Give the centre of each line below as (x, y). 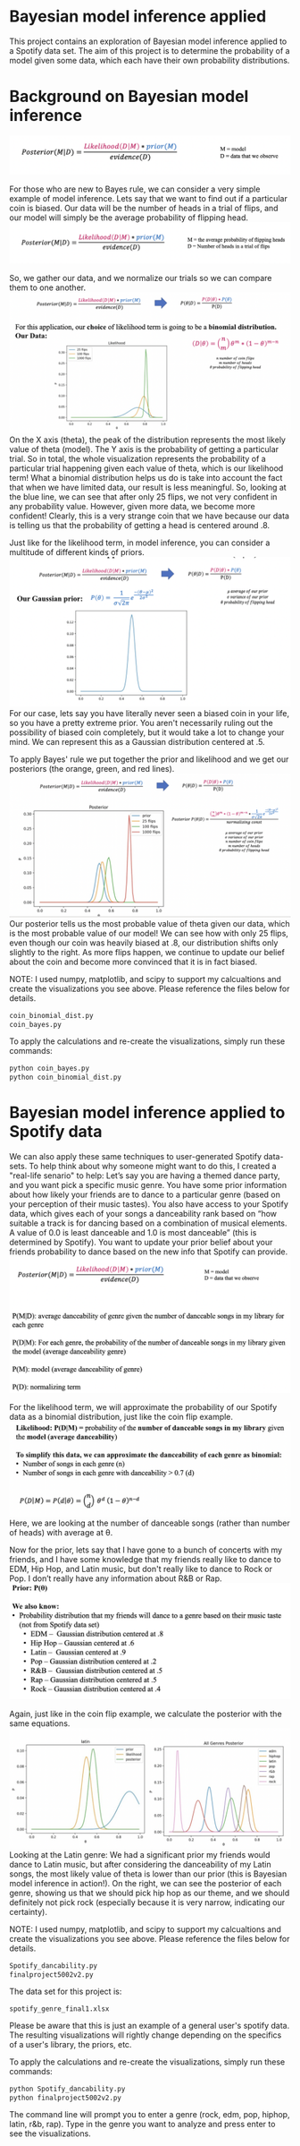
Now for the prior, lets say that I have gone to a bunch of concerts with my (146, 1550)
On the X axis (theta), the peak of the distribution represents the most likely (147, 440)
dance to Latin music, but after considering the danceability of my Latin (140, 1864)
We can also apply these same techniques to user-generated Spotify (135, 1156)
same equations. (40, 1723)
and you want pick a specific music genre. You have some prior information (148, 1184)
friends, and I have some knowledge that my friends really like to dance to (145, 1559)
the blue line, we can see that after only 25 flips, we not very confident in (143, 496)
